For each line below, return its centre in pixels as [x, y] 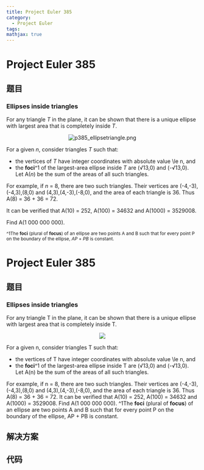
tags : [13, 29]
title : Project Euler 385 [39, 12]
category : [19, 18]
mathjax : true [24, 35]
